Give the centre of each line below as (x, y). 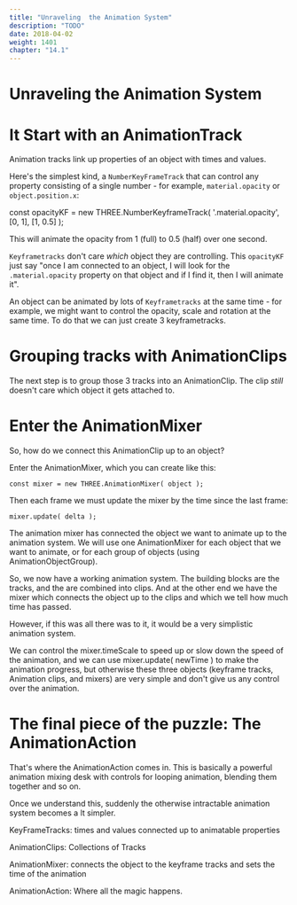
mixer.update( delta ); (53, 517)
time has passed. (40, 607)
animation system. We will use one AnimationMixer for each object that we (145, 542)
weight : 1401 (33, 42)
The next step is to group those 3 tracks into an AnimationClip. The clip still (146, 381)
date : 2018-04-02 (41, 34)
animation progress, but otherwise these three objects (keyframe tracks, (141, 669)
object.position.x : (44, 195)
